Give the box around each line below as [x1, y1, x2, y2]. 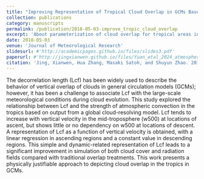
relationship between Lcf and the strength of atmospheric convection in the [6, 102, 195, 109]
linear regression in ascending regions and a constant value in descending [6, 134, 192, 141]
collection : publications [6, 15, 72, 21]
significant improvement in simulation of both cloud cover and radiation [6, 147, 185, 155]
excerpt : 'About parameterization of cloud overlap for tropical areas [6, 32, 191, 38]
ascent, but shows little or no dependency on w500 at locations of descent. [6, 121, 195, 129]
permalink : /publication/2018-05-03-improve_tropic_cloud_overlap [6, 25, 178, 32]
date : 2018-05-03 [6, 37, 50, 43]
